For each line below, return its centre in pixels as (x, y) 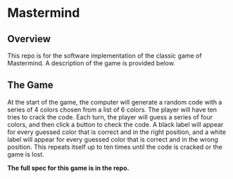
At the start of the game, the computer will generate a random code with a (115, 102)
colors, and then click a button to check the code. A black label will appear (115, 124)
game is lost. (26, 154)
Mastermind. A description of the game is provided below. (92, 63)
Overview (29, 39)
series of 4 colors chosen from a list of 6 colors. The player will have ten (112, 110)
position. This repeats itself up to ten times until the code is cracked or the (115, 147)
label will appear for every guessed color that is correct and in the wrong (113, 139)
